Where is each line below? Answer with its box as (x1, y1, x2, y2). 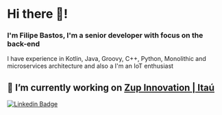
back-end (7, 39, 40, 49)
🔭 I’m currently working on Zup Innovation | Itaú (7, 81, 214, 93)
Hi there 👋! (7, 6, 69, 22)
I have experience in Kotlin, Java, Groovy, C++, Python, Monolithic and (7, 55, 207, 63)
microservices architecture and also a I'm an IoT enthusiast (7, 62, 173, 71)
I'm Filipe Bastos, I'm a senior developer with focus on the (7, 31, 203, 40)
